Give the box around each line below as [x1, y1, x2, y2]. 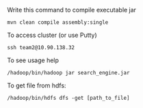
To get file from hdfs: [7, 81, 66, 90]
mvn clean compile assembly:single [7, 19, 109, 26]
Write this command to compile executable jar [7, 6, 137, 14]
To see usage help [7, 56, 60, 64]
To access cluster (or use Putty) [7, 31, 97, 39]
